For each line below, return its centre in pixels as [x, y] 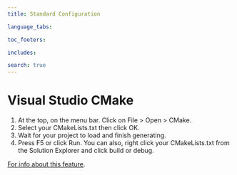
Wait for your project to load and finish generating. [92, 135]
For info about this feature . [46, 164]
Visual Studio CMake [71, 101]
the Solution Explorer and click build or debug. [86, 151]
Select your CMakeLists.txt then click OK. [79, 128]
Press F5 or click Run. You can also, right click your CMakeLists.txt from [123, 143]
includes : [22, 53]
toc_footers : [27, 40]
